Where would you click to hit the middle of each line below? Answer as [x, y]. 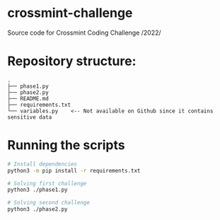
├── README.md [28, 98]
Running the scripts [66, 145]
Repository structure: [72, 61]
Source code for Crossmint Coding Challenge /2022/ [84, 33]
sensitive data [30, 117]
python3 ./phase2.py [38, 209]
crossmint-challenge [70, 13]
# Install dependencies [42, 164]
